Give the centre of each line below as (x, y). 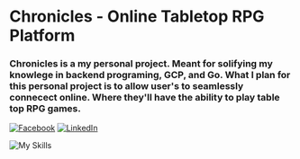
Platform (42, 35)
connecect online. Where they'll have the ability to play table (145, 98)
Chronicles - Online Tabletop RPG (137, 17)
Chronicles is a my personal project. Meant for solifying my (141, 64)
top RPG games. (45, 109)
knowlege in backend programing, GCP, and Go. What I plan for (150, 75)
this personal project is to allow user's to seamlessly (127, 86)
